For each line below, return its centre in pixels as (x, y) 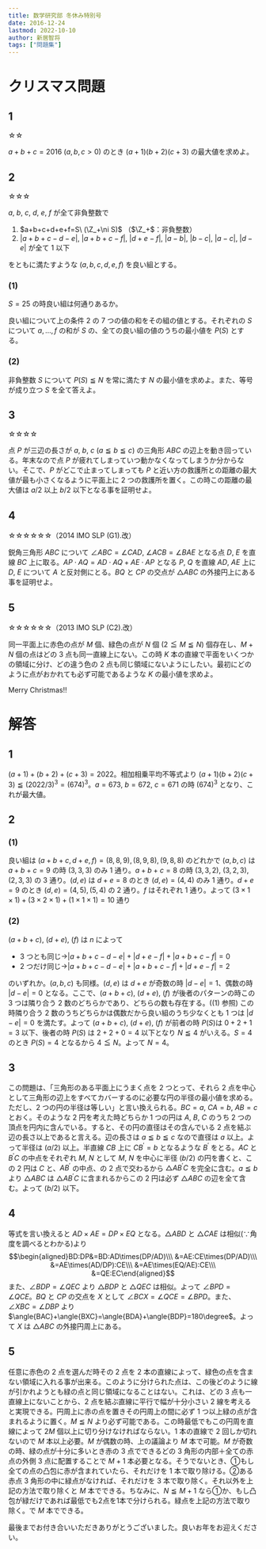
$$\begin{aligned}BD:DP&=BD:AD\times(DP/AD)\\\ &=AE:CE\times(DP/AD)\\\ (133, 1256)
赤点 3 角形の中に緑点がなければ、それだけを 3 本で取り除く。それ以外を (127, 1480)
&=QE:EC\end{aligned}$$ (133, 1273)
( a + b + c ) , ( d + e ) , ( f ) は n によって (66, 939)
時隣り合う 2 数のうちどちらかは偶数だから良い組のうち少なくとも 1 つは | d (131, 1013)
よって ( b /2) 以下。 (53, 1188)
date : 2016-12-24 (37, 23)
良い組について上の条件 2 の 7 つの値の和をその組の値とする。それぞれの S (130, 321)
